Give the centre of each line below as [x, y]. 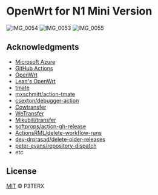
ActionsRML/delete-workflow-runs [58, 132]
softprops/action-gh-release [51, 126]
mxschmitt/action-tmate [45, 94]
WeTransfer [29, 113]
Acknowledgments [43, 47]
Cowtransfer [31, 107]
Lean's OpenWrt [35, 81]
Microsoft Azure [35, 61]
